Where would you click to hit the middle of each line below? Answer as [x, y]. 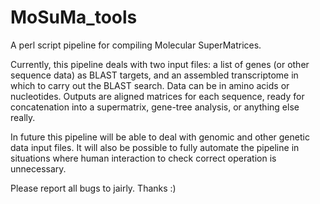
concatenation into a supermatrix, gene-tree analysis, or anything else [155, 107]
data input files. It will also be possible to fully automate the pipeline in [155, 147]
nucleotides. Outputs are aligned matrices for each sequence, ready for [157, 96]
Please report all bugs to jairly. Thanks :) [93, 188]
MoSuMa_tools [74, 17]
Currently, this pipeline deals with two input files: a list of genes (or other [160, 64]
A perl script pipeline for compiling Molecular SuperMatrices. [136, 45]
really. [23, 117]
